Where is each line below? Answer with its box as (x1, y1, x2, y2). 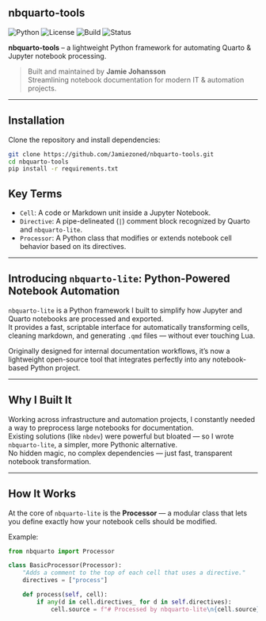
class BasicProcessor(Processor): (8, 562, 123, 569)
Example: (8, 531, 39, 542)
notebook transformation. (8, 456, 92, 466)
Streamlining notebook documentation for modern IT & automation (27, 75, 245, 84)
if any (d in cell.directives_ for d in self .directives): (36, 598, 232, 606)
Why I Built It (8, 393, 73, 407)
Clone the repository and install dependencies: (8, 135, 161, 144)
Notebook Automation (8, 285, 120, 298)
